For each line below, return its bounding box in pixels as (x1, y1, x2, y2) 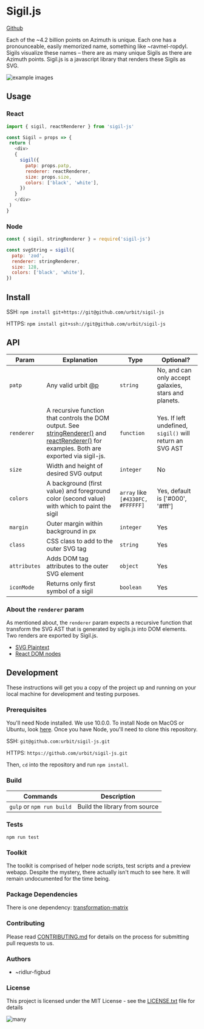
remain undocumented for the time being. (6, 875, 110, 883)
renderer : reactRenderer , (25, 168, 91, 174)
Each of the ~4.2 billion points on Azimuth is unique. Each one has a (6, 36, 177, 43)
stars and (157, 388, 184, 397)
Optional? (161, 356, 191, 364)
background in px (46, 527, 97, 535)
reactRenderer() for (46, 436, 102, 445)
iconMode (9, 583, 35, 591)
